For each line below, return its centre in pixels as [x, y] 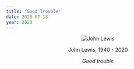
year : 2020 [19, 22]
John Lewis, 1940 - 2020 [98, 50]
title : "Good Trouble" [33, 11]
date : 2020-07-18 [27, 17]
